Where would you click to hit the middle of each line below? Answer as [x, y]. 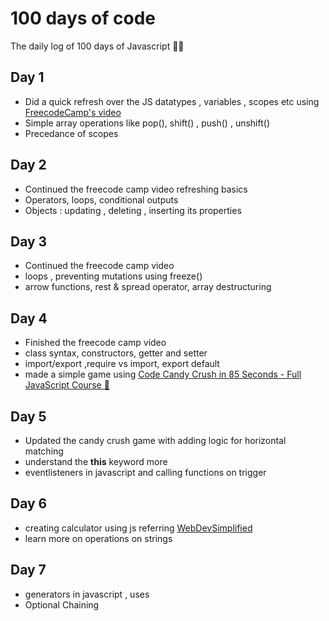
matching [44, 451]
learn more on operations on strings [98, 538]
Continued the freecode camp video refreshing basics [136, 189]
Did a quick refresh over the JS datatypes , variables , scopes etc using [172, 101]
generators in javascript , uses [87, 594]
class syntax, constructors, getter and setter [116, 353]
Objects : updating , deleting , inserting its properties [133, 210]
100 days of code [83, 18]
